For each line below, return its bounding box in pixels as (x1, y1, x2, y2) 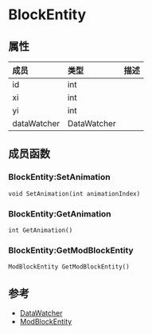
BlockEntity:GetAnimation (8, 208, 111, 219)
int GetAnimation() (8, 226, 73, 234)
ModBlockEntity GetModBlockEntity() (8, 263, 130, 271)
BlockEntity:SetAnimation (8, 172, 111, 183)
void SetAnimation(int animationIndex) (8, 189, 141, 197)
